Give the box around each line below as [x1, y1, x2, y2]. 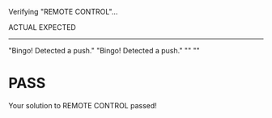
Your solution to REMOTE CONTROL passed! [8, 100, 158, 110]
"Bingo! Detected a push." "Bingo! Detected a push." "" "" [8, 46, 200, 55]
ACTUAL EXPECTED [8, 23, 77, 32]
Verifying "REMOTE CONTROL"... [8, 7, 118, 16]
